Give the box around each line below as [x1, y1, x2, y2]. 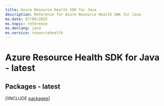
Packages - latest [5, 82, 61, 91]
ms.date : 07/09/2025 [5, 16, 48, 21]
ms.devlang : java [5, 26, 41, 31]
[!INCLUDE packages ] [5, 96, 50, 101]
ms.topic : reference [5, 21, 48, 26]
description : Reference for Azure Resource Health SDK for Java [5, 12, 141, 17]
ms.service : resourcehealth [5, 30, 64, 35]
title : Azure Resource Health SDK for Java [5, 7, 97, 12]
